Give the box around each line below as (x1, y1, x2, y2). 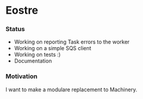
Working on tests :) (14, 51, 61, 58)
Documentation (14, 57, 52, 64)
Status (5, 25, 25, 33)
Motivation (5, 72, 38, 81)
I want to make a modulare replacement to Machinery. (5, 86, 138, 93)
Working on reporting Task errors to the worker (14, 38, 130, 45)
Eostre (5, 4, 39, 17)
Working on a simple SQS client (14, 45, 91, 52)
